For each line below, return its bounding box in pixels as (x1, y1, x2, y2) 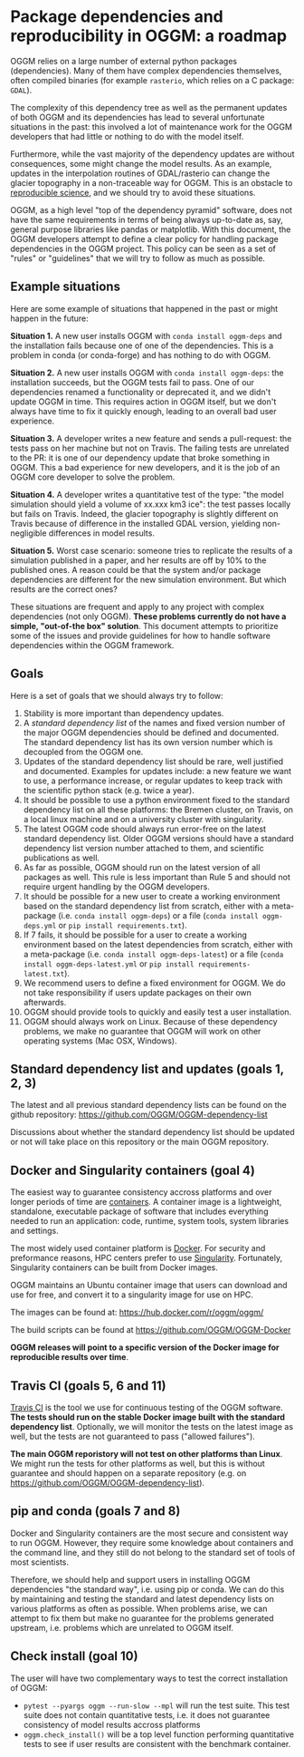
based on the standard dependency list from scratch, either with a (23, 900, 271, 911)
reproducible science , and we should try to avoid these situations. (10, 187, 256, 198)
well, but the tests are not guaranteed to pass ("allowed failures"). (10, 1431, 256, 1442)
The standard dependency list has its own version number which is (23, 736, 274, 747)
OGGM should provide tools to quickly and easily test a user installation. (23, 1006, 292, 1017)
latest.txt (23, 969, 65, 978)
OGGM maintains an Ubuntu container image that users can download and (10, 1280, 288, 1291)
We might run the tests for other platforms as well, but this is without (10, 1458, 265, 1469)
